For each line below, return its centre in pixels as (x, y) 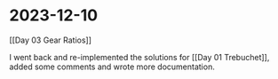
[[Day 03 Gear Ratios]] (50, 40)
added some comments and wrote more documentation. (112, 67)
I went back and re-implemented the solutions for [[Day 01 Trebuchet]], (139, 57)
